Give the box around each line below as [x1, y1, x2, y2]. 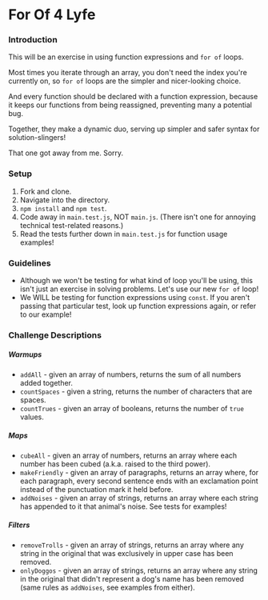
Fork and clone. [19, 186, 72, 196]
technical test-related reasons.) [19, 220, 124, 230]
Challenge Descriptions [8, 330, 102, 341]
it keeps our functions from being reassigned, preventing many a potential [8, 100, 252, 110]
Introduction [8, 34, 58, 46]
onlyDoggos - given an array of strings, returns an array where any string [19, 566, 258, 575]
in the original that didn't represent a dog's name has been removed [19, 574, 244, 583]
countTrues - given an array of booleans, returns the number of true [19, 403, 244, 413]
